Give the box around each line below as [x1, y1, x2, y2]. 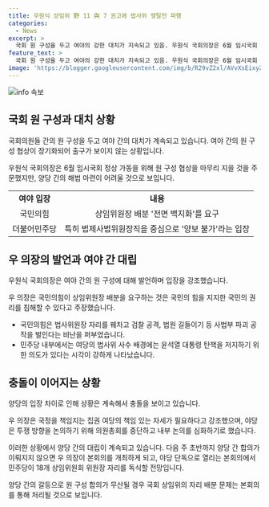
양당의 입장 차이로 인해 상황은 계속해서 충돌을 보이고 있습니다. [8, 399, 201, 408]
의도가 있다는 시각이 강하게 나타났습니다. [28, 350, 155, 360]
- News [15, 27, 38, 35]
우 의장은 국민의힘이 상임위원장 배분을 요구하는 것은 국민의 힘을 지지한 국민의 [8, 292, 248, 302]
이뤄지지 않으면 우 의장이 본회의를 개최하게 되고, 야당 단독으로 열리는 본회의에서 [8, 453, 256, 463]
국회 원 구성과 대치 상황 [8, 113, 116, 127]
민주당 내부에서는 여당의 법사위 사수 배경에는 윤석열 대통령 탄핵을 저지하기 [19, 340, 251, 350]
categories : [8, 19, 48, 27]
